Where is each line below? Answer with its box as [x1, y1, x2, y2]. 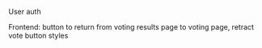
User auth [8, 7, 42, 16]
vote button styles [8, 31, 69, 40]
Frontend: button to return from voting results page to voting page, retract [8, 22, 255, 31]
